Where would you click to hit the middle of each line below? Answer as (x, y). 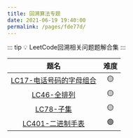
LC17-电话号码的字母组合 (54, 80)
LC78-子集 (54, 109)
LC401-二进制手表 (54, 123)
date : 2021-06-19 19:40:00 (47, 20)
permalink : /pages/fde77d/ (47, 26)
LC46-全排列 (54, 95)
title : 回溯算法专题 (34, 14)
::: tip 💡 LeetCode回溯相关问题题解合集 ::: (66, 47)
